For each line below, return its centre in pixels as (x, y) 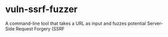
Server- (155, 23)
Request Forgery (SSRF (40, 28)
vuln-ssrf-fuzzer (41, 9)
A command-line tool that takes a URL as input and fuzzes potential (76, 23)
